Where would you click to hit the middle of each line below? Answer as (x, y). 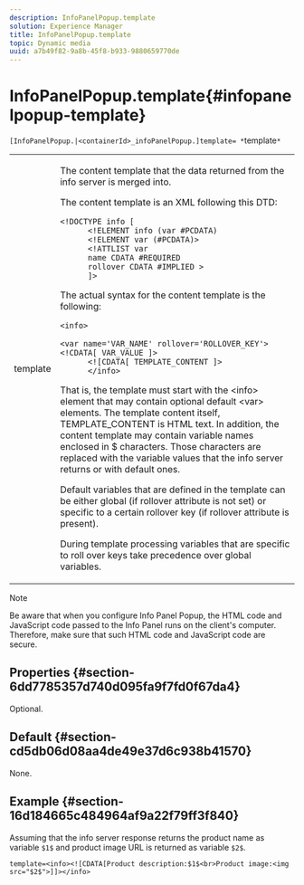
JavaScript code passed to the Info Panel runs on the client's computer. (143, 625)
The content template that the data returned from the (172, 171)
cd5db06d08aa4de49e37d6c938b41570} (131, 752)
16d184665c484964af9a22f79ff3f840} (124, 816)
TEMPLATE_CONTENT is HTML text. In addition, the (170, 424)
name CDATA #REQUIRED (134, 258)
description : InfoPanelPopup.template (82, 18)
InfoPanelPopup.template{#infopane (151, 96)
